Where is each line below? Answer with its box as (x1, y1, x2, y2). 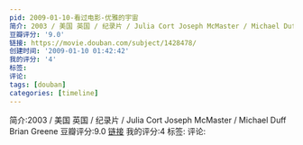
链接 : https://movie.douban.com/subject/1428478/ (9, 38, 197, 48)
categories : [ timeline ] (9, 88, 99, 97)
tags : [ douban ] (9, 80, 67, 89)
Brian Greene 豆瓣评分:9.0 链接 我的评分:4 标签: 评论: (9, 125, 206, 136)
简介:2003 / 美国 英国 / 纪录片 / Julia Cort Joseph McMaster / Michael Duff (9, 114, 287, 125)
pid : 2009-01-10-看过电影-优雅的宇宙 (9, 13, 139, 23)
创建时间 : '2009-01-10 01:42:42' (9, 47, 130, 56)
